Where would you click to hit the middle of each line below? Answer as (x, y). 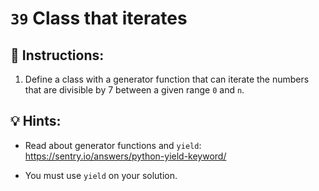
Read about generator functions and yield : (113, 145)
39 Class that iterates (99, 18)
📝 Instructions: (57, 55)
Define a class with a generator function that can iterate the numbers (167, 79)
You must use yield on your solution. (101, 175)
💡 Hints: (36, 121)
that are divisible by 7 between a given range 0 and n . (134, 90)
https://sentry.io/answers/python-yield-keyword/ (125, 156)
